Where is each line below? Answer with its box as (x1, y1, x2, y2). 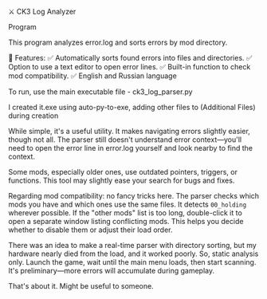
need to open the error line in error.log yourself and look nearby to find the (8, 144, 253, 152)
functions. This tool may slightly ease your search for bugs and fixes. (8, 175, 235, 185)
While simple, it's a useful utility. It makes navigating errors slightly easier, (8, 127, 251, 136)
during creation (8, 111, 59, 120)
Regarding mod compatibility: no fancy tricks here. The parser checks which (8, 191, 260, 200)
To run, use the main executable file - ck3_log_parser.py (8, 87, 193, 96)
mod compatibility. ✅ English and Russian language (8, 71, 177, 81)
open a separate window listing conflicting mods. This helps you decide (8, 217, 244, 226)
